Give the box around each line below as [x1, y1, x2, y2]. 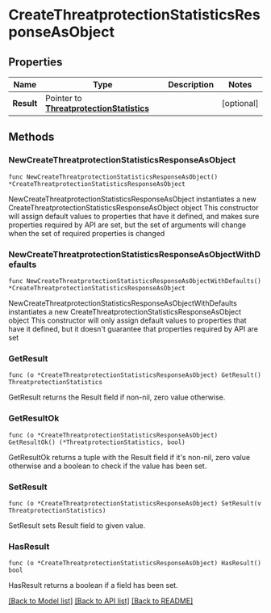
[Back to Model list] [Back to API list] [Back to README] [8, 596, 194, 606]
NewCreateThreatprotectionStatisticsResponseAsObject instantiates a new [8, 194, 256, 204]
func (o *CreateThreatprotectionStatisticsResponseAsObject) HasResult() [8, 560, 262, 568]
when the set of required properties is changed [8, 228, 165, 238]
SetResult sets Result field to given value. [8, 520, 146, 531]
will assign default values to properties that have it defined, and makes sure [8, 211, 260, 221]
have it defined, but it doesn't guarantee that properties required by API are [8, 323, 258, 333]
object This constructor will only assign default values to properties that [8, 315, 248, 325]
